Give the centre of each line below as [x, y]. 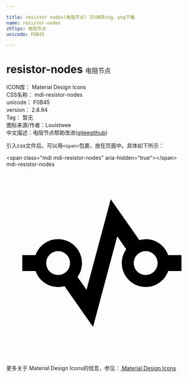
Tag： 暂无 [20, 118]
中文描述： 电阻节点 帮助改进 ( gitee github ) [57, 133]
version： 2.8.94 [27, 110]
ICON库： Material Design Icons [46, 87]
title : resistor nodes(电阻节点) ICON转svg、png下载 [71, 17]
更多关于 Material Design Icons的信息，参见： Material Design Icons [91, 368]
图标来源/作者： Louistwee [39, 125]
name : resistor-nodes [34, 23]
